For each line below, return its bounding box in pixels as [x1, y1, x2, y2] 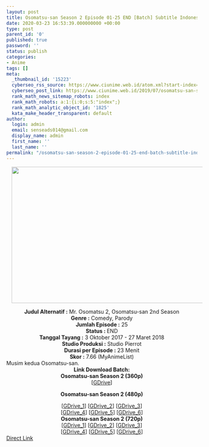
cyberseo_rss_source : [12, 82, 67, 88]
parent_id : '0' [6, 31, 45, 38]
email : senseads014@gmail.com [12, 127, 88, 133]
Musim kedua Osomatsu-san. [6, 359, 80, 366]
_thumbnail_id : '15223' [12, 76, 71, 82]
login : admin [12, 122, 45, 128]
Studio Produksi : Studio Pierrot [62, 340, 142, 347]
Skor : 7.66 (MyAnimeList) [69, 353, 134, 360]
